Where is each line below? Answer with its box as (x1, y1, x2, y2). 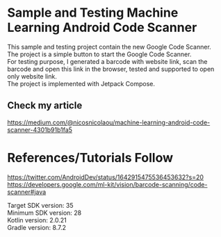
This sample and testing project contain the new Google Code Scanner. (7, 42, 212, 51)
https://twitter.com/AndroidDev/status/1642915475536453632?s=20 (7, 172, 204, 181)
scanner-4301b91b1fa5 (7, 125, 73, 133)
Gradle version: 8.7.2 (7, 223, 67, 231)
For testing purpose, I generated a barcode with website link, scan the (7, 57, 208, 65)
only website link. (7, 72, 57, 81)
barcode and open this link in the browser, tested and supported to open (7, 65, 215, 73)
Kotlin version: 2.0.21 (7, 215, 67, 224)
